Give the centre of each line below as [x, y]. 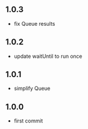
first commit [28, 121]
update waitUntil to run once [48, 56]
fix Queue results [34, 23]
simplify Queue [32, 88]
